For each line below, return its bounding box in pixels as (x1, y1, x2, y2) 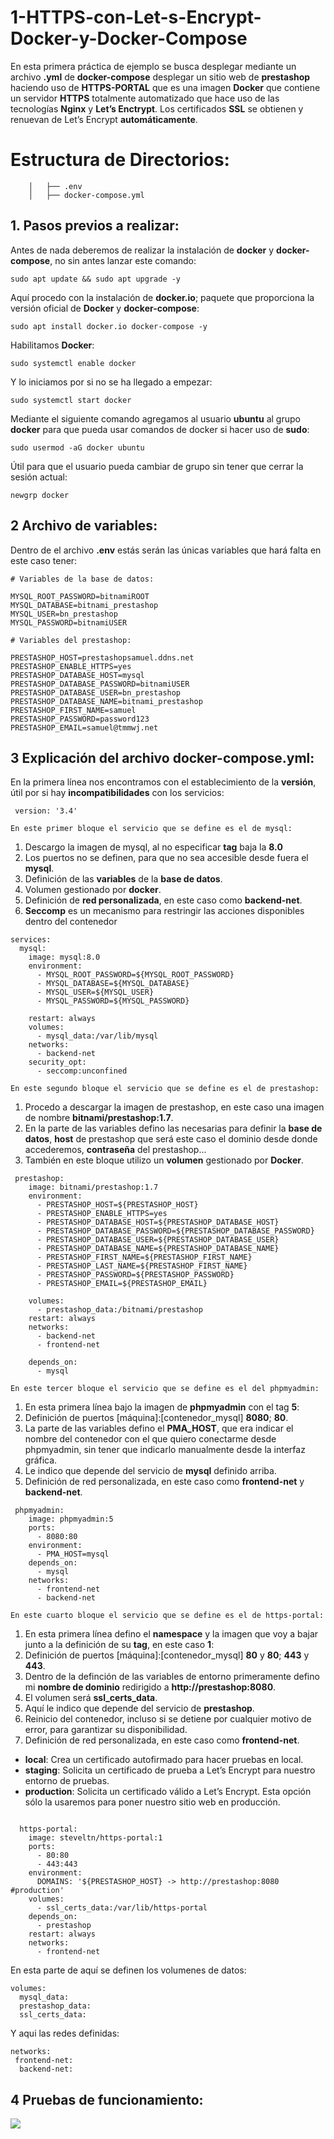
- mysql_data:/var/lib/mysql (36, 1031, 159, 1041)
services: (10, 935, 52, 945)
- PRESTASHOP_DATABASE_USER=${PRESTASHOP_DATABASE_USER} (36, 1235, 280, 1245)
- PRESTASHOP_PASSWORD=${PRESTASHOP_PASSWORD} (36, 1270, 235, 1280)
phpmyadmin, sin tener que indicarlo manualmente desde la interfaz (24, 1444, 306, 1456)
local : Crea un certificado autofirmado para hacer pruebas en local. (24, 1754, 304, 1766)
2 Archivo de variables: (10, 517, 158, 535)
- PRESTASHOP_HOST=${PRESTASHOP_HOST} (36, 1200, 199, 1210)
